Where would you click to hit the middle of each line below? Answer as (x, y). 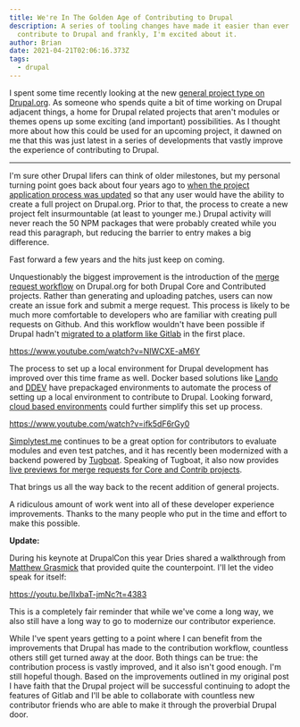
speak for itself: (38, 577)
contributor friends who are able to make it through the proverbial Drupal (143, 705)
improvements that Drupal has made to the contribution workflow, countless (149, 647)
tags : (19, 59)
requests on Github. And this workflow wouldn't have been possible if (137, 324)
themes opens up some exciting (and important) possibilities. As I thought (145, 121)
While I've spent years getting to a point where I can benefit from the (136, 638)
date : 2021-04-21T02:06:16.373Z (69, 51)
